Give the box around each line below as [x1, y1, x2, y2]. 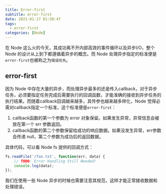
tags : [5, 21, 16, 26]
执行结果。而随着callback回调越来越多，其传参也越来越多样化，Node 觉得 [5, 98, 156, 104]
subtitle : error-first [5, 12, 52, 17]
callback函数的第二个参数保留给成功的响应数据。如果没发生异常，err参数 [12, 127, 162, 133]
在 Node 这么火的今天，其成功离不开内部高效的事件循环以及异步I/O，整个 [5, 45, 155, 50]
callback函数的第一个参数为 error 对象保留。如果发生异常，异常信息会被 [12, 115, 160, 121]
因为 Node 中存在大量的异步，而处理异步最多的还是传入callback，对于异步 [5, 86, 158, 92]
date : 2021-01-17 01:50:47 [5, 16, 61, 21]
